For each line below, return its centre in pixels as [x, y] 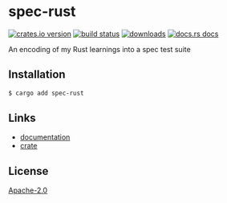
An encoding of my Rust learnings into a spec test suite [99, 49]
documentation [45, 137]
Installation [37, 75]
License [28, 171]
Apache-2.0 [28, 190]
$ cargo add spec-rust [46, 93]
